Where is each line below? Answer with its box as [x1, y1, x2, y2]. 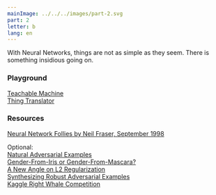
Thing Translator [7, 96, 54, 105]
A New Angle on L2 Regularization [7, 164, 106, 173]
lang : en [7, 29, 33, 37]
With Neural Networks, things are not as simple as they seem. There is [7, 49, 210, 57]
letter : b [7, 23, 36, 30]
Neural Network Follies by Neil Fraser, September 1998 [7, 129, 165, 137]
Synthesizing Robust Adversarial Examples [7, 172, 130, 180]
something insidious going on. [7, 56, 94, 65]
